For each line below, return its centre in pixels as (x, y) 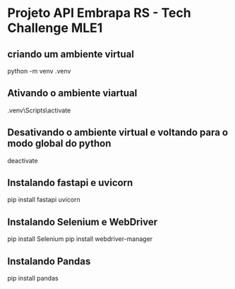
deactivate (23, 160)
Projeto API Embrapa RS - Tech (100, 13)
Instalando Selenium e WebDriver (82, 222)
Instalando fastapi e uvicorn (70, 183)
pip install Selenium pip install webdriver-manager (80, 239)
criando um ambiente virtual (71, 54)
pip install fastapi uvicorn (44, 200)
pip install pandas (33, 278)
